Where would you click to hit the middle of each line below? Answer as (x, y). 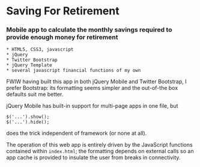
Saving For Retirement (63, 11)
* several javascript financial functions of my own (74, 71)
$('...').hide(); (28, 122)
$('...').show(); (28, 117)
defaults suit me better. (35, 95)
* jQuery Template (29, 65)
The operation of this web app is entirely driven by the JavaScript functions (100, 145)
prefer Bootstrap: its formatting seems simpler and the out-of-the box (92, 88)
